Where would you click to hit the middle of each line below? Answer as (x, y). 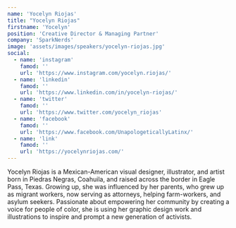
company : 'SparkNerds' (41, 40)
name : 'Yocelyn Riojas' (42, 14)
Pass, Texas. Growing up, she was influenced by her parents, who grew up (116, 187)
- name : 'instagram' (44, 60)
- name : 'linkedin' (42, 79)
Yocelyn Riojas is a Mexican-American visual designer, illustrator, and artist (116, 172)
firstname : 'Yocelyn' (39, 27)
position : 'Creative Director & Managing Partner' (83, 34)
